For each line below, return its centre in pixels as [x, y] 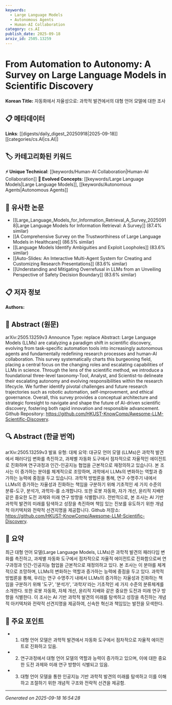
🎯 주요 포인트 [25, 621]
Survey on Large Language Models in [86, 75]
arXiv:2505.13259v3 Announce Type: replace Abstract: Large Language [81, 337]
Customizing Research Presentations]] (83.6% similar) [70, 264]
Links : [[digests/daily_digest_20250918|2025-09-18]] [61, 134]
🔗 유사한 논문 [25, 207]
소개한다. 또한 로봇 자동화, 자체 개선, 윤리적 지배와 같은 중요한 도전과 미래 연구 [83, 590]
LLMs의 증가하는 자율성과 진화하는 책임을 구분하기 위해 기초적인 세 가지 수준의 [83, 484]
